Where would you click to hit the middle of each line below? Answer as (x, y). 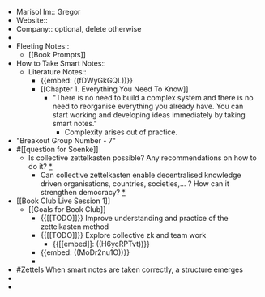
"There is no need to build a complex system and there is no (153, 98)
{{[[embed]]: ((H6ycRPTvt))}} (101, 244)
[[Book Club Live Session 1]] (63, 201)
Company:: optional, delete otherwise (79, 29)
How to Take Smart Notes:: (61, 63)
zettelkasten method (75, 227)
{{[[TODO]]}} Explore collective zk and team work (123, 235)
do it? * (40, 166)
